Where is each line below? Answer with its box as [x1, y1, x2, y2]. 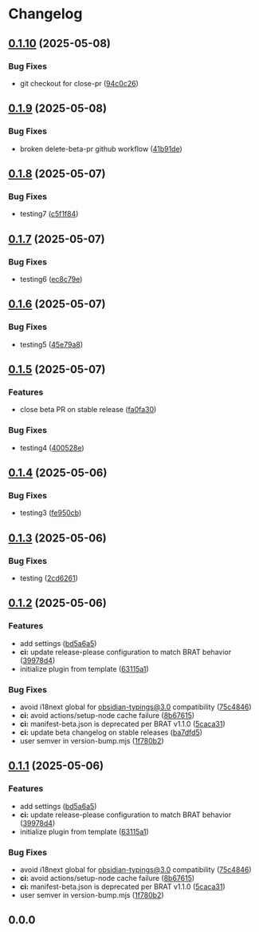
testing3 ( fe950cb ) [19, 508, 82, 518]
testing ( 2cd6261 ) [19, 573, 78, 583]
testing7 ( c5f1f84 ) [19, 209, 79, 219]
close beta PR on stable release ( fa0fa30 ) [19, 405, 157, 414]
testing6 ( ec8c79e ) [19, 274, 83, 284]
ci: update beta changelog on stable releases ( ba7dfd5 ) [19, 728, 203, 737]
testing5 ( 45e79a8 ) [19, 339, 84, 349]
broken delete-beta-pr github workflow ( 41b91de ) [19, 144, 183, 153]
